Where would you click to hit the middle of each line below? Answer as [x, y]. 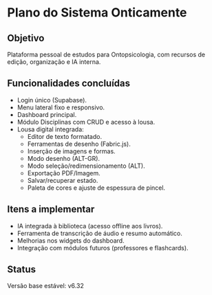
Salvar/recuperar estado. [63, 180]
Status [22, 270]
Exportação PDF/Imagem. [64, 173]
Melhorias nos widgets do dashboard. [71, 240]
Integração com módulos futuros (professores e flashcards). [103, 248]
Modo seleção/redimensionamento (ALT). [86, 166]
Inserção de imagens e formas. [71, 151]
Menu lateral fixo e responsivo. [61, 107]
